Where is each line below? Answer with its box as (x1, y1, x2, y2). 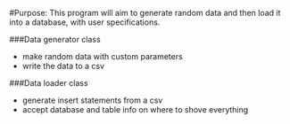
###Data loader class (9, 78, 88, 88)
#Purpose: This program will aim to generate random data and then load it (9, 8, 281, 18)
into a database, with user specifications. (9, 17, 161, 27)
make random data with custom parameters (21, 51, 183, 61)
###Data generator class (9, 35, 101, 44)
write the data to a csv (21, 61, 105, 71)
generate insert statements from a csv (21, 95, 163, 105)
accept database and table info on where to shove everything (21, 105, 249, 114)
